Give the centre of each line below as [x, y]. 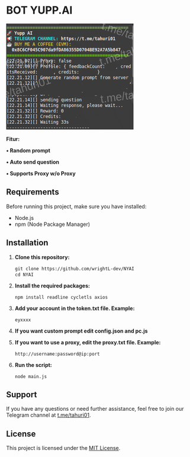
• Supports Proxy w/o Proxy [41, 173]
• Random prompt [28, 150]
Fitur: [13, 139]
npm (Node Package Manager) [52, 224]
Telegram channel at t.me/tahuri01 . [49, 415]
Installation [27, 243]
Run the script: [33, 365]
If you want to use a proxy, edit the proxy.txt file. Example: [88, 342]
